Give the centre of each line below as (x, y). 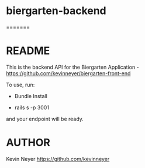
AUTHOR (28, 143)
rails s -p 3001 (32, 107)
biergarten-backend (56, 11)
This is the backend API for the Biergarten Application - (72, 67)
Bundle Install (31, 96)
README (28, 51)
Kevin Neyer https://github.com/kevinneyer (58, 159)
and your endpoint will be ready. (45, 119)
